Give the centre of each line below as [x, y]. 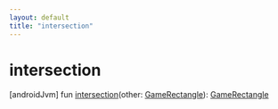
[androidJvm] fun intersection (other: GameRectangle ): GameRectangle [139, 95]
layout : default [39, 17]
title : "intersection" [51, 26]
